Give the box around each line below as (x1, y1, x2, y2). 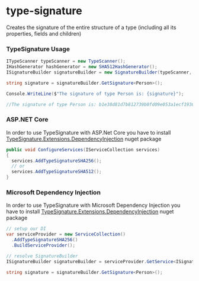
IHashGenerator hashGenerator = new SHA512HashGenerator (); (6, 64, 158, 70)
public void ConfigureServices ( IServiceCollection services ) (6, 146, 161, 152)
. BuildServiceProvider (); (11, 242, 76, 248)
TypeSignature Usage (6, 44, 70, 53)
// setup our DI (6, 226, 46, 232)
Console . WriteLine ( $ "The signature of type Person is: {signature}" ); (6, 91, 184, 97)
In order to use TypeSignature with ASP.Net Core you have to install (6, 129, 171, 136)
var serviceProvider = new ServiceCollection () (6, 231, 126, 238)
